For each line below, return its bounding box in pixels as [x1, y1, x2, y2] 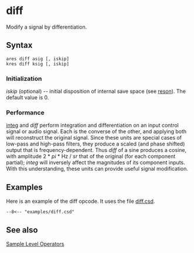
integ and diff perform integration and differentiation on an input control [6, 122, 179, 129]
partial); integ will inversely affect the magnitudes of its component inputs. [6, 159, 186, 166]
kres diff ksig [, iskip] [6, 61, 69, 67]
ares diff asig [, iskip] [6, 56, 69, 62]
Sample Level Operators [6, 240, 64, 247]
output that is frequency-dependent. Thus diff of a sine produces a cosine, [6, 147, 187, 154]
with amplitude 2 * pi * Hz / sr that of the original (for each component [6, 153, 176, 160]
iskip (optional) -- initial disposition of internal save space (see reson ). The [6, 88, 186, 95]
